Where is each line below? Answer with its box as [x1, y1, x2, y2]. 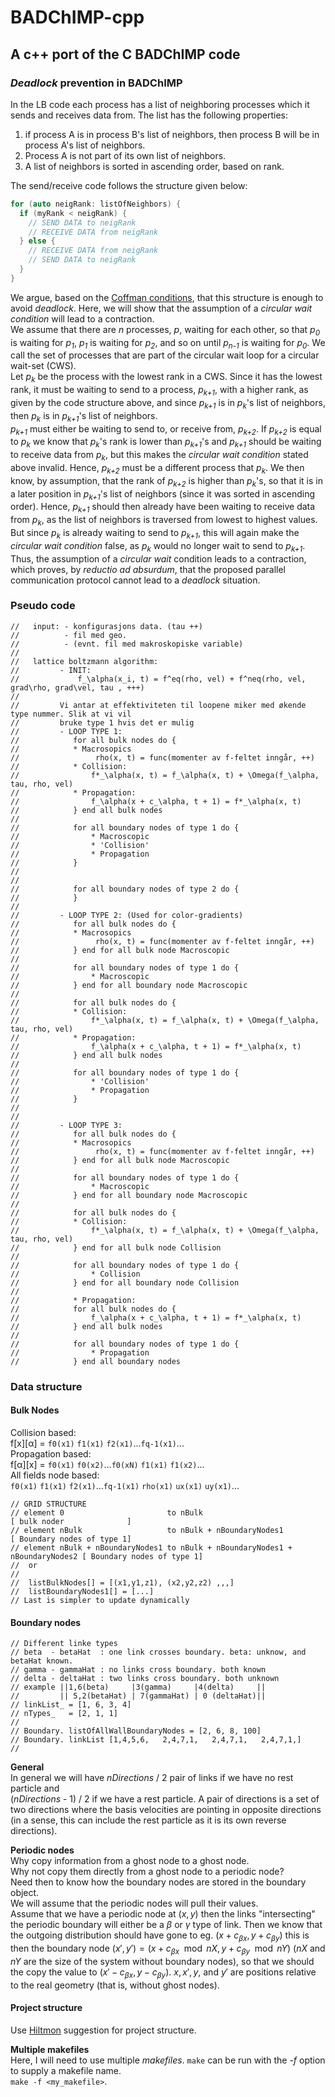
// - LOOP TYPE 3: [10, 1120, 123, 1130]
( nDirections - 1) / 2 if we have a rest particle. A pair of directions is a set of [10, 1793, 320, 1805]
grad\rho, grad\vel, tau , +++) [10, 682, 145, 693]
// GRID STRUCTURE [10, 1499, 87, 1509]
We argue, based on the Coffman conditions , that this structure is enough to [10, 291, 324, 303]
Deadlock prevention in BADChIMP [10, 76, 183, 90]
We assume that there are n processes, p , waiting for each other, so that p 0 [10, 323, 321, 338]
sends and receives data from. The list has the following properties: [10, 109, 288, 121]
